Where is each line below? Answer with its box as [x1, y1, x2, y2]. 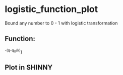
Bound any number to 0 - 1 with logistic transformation [5, 20, 118, 26]
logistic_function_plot [5, 3, 98, 15]
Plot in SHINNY [5, 63, 53, 71]
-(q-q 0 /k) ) [5, 47, 23, 54]
